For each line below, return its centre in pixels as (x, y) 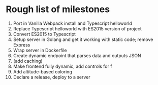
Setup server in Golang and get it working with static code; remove (83, 39)
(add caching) (28, 61)
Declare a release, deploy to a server (52, 77)
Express (22, 45)
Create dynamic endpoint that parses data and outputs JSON (77, 55)
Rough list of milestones (58, 9)
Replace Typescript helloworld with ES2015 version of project (77, 28)
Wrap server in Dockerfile (40, 50)
